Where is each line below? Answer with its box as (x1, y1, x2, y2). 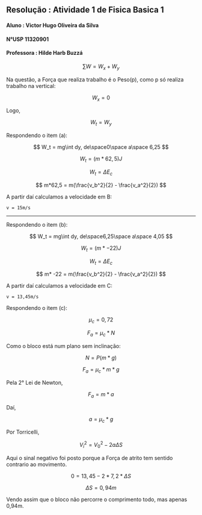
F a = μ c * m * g (82, 365, 120, 374)
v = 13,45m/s (6, 294, 39, 300)
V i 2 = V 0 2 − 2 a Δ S (79, 440, 123, 450)
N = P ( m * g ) (85, 354, 117, 361)
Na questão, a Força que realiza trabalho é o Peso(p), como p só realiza (6, 75, 184, 83)
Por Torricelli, (6, 428, 40, 436)
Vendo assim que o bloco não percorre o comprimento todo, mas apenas (6, 496, 188, 503)
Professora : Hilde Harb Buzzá (6, 49, 83, 57)
